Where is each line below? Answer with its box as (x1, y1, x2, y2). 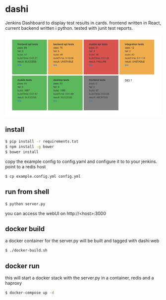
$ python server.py (5, 201, 46, 206)
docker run (5, 261, 40, 270)
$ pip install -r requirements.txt (5, 139, 79, 144)
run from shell (5, 188, 50, 196)
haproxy (5, 280, 22, 286)
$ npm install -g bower (5, 145, 55, 150)
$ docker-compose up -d (5, 291, 55, 296)
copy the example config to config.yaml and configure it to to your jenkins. (5, 158, 158, 164)
